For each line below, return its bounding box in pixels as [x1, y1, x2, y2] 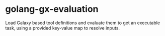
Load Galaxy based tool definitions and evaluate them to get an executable [5, 20, 160, 26]
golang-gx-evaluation [5, 3, 99, 15]
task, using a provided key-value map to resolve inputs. [5, 25, 120, 31]
